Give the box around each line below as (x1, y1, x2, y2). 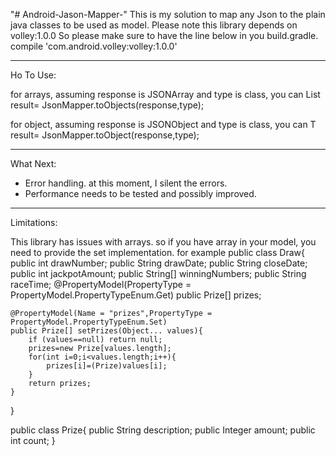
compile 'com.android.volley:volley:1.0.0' (10, 40, 178, 52)
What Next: (10, 158, 57, 169)
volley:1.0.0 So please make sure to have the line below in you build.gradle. (10, 30, 319, 41)
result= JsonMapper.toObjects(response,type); (10, 99, 205, 111)
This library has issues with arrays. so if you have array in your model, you (10, 236, 317, 248)
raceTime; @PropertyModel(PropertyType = (10, 279, 192, 290)
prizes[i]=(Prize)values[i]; (46, 361, 168, 371)
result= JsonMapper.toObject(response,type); (10, 129, 200, 141)
